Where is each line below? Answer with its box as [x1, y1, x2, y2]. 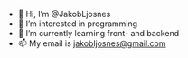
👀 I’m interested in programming [17, 18, 138, 29]
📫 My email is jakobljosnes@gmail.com [17, 38, 166, 49]
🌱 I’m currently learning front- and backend [17, 28, 179, 38]
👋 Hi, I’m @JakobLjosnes [17, 9, 111, 19]
